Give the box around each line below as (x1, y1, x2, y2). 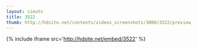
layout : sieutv (6, 8, 44, 15)
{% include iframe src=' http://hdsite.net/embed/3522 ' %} (6, 36, 146, 43)
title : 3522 (6, 14, 35, 20)
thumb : (6, 19, 22, 25)
